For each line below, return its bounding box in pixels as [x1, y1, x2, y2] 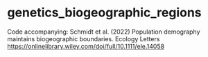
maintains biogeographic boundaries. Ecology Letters [7, 34, 160, 43]
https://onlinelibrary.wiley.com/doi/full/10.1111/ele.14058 [7, 42, 165, 50]
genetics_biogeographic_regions [7, 5, 202, 21]
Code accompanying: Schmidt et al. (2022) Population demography [7, 27, 200, 36]
